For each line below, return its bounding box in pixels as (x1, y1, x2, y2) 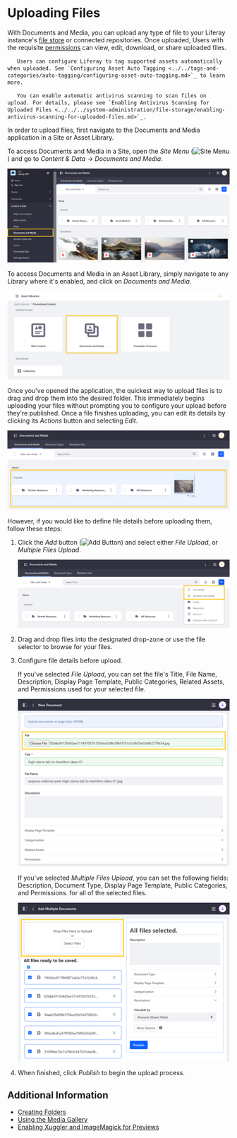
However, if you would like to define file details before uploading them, (7, 517, 213, 526)
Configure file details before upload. (17, 656, 123, 665)
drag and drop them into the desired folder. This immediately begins (7, 394, 205, 403)
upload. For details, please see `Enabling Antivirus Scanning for (7, 99, 210, 107)
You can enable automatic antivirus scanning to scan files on (16, 92, 207, 99)
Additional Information (7, 1089, 109, 1101)
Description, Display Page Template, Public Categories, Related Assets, (17, 677, 225, 686)
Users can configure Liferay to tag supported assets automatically (16, 58, 222, 65)
